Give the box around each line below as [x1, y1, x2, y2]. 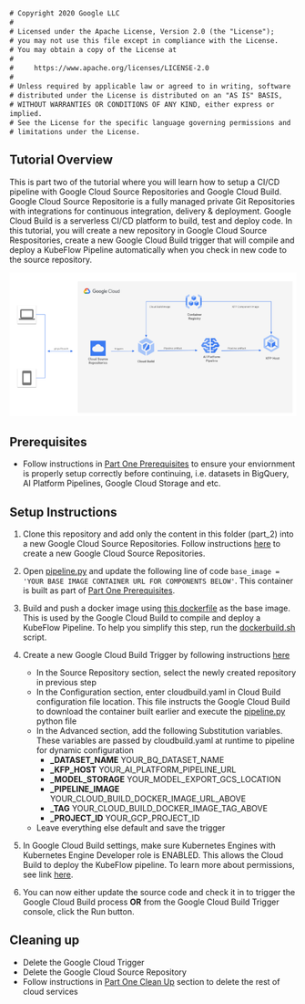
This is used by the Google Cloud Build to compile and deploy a [22, 612, 261, 623]
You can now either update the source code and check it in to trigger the [22, 887, 296, 898]
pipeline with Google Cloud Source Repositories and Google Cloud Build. [9, 186, 282, 197]
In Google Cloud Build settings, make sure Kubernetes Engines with [22, 840, 276, 852]
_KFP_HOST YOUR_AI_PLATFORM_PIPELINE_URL [49, 764, 237, 775]
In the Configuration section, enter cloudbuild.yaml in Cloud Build [36, 686, 281, 697]
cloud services [22, 986, 79, 997]
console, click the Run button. [22, 906, 135, 917]
